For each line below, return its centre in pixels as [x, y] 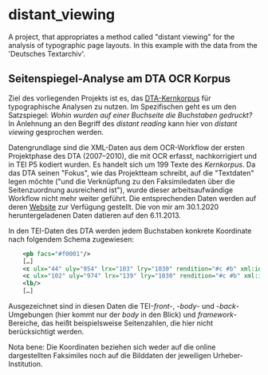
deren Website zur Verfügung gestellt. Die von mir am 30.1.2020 [114, 207]
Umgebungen [31, 314]
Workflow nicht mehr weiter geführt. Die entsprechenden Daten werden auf [132, 198]
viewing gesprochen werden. [56, 132]
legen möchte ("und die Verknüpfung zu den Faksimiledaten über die [122, 181]
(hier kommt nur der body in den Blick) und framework [144, 314]
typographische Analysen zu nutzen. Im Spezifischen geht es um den [122, 106]
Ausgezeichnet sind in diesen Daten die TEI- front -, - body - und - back [122, 306]
